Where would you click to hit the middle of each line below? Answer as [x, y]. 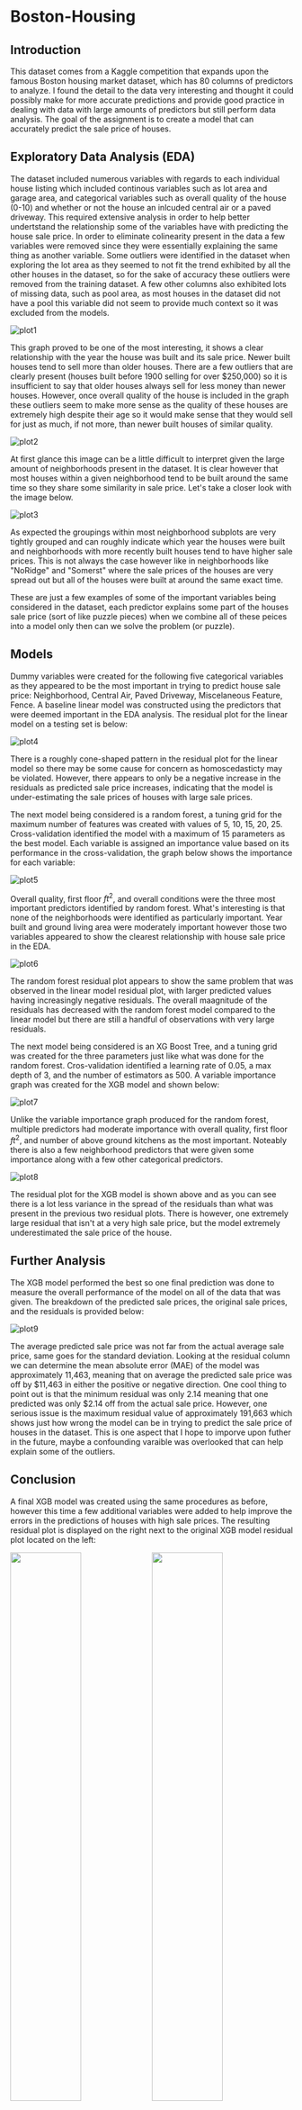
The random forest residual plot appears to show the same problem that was [152, 981]
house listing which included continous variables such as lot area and [139, 188]
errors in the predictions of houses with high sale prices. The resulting [140, 1520]
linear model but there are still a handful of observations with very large [142, 1020]
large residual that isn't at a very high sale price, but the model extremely [146, 1222]
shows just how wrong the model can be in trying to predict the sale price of [151, 1422]
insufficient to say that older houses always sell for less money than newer [148, 385]
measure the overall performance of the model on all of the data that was [146, 1292]
